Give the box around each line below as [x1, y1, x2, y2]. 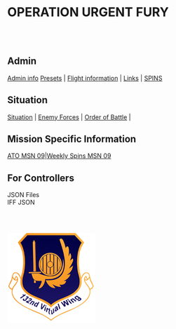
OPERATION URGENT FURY [7, 4, 170, 20]
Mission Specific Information [7, 133, 137, 145]
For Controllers [7, 172, 75, 184]
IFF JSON [7, 198, 35, 207]
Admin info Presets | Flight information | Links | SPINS [7, 74, 163, 82]
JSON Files [7, 191, 40, 199]
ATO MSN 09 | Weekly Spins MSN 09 [7, 152, 111, 160]
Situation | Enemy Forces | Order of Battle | [7, 113, 131, 121]
